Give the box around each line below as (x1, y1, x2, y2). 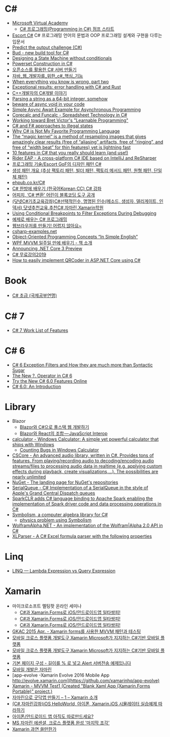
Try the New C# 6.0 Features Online (12, 378, 87, 384)
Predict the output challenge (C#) (12, 44, 82, 50)
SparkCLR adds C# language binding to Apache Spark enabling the (12, 495, 153, 501)
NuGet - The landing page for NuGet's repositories (12, 479, 119, 485)
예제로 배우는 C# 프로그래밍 (12, 216, 67, 222)
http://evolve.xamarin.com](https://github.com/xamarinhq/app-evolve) (12, 677, 160, 683)
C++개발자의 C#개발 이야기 (12, 90, 67, 96)
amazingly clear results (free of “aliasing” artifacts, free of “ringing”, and (12, 139, 163, 145)
